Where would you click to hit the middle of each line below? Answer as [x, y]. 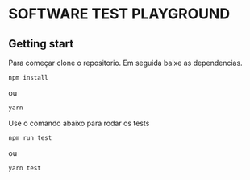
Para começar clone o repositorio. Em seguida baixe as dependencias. [126, 63]
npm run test [30, 137]
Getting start [41, 44]
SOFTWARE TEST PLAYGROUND [119, 14]
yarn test [25, 168]
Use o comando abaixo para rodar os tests [79, 123]
